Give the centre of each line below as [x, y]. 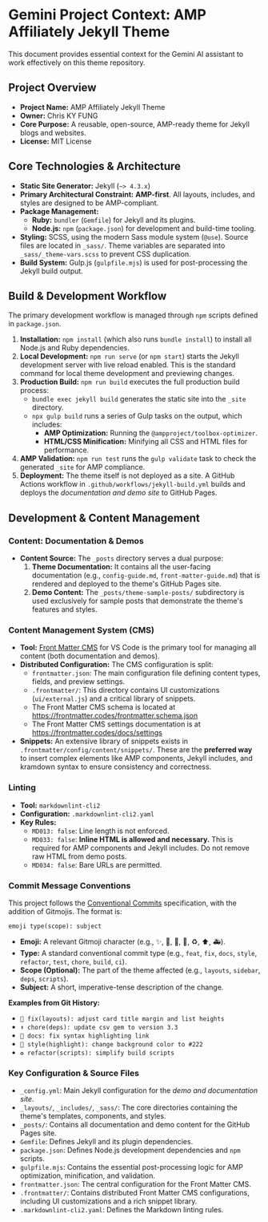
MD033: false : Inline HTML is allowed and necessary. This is [132, 839]
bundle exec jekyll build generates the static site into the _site [139, 399]
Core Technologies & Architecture [95, 166]
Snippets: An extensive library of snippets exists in [104, 741]
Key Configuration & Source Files [74, 1073]
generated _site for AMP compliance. [82, 467]
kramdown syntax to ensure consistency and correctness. [116, 767]
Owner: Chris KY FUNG [59, 115]
